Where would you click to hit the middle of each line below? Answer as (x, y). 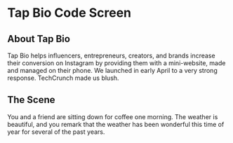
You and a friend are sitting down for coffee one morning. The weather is (113, 116)
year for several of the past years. (56, 132)
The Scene (31, 100)
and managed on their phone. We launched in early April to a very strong (112, 70)
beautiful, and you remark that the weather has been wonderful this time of (116, 124)
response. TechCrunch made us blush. (63, 78)
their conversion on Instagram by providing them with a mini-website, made (116, 63)
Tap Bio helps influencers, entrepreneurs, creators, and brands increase (111, 55)
